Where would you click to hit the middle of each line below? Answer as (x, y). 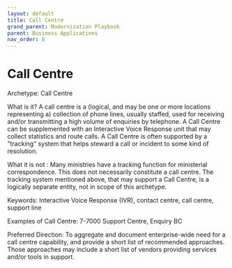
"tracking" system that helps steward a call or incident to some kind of (108, 144)
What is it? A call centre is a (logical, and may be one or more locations (109, 107)
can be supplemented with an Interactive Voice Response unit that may (109, 129)
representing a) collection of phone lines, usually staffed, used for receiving (116, 114)
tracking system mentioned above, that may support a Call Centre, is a (108, 180)
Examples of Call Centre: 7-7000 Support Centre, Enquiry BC (95, 221)
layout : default (31, 14)
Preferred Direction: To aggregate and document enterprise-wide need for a (116, 235)
